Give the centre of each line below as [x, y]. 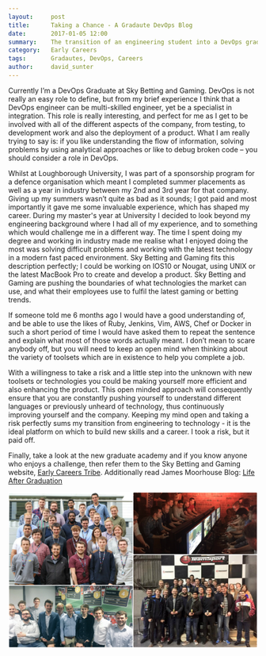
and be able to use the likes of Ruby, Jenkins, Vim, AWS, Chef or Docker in [130, 323]
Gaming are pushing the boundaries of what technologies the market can [127, 282]
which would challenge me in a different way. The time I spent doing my [125, 232]
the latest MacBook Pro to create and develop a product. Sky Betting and [127, 274]
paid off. [22, 439]
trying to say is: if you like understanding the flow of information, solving [126, 141]
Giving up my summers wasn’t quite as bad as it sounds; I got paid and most [133, 198]
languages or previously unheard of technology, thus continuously [116, 406]
